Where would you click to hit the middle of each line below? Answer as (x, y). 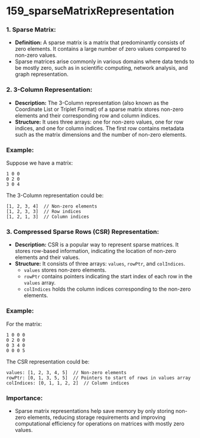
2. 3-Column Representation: (49, 90)
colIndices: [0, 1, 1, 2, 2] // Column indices (68, 383)
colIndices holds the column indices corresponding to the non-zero (107, 289)
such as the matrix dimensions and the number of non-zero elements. (101, 134)
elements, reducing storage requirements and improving (96, 417)
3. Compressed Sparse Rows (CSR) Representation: (83, 232)
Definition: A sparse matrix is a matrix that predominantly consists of (100, 42)
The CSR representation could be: (48, 362)
